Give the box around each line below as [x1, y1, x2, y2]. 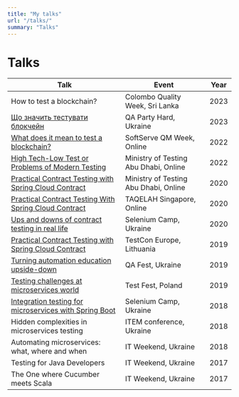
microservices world [11, 285, 80, 295]
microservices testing [11, 326, 83, 336]
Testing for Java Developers [11, 358, 105, 368]
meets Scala [11, 379, 52, 388]
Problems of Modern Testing [11, 162, 107, 172]
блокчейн [11, 122, 45, 132]
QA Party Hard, [124, 112, 176, 122]
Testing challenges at [11, 276, 83, 286]
